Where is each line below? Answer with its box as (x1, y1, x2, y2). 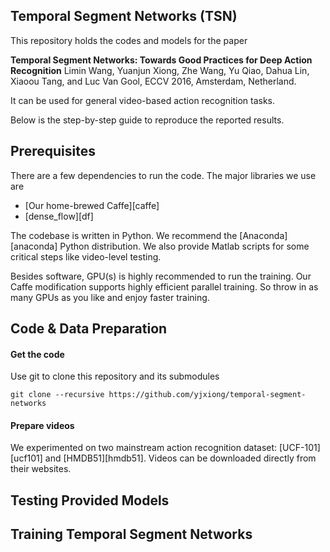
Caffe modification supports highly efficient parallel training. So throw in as (10, 280, 319, 293)
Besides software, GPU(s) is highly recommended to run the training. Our (10, 270, 312, 282)
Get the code (10, 348, 65, 360)
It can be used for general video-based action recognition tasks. (10, 94, 276, 106)
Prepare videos (10, 419, 75, 431)
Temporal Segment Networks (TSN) (10, 8, 238, 25)
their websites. (10, 463, 72, 475)
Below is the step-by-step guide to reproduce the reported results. (10, 114, 285, 126)
